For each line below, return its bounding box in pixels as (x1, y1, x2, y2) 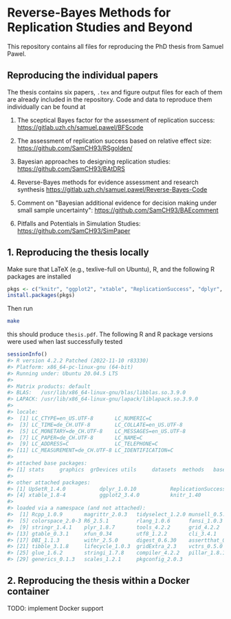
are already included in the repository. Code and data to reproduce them (7, 95, 212, 103)
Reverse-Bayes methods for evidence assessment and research (16, 178, 199, 186)
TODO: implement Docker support (7, 604, 104, 612)
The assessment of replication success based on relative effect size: (16, 136, 212, 145)
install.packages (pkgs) (7, 292, 76, 299)
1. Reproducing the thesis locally (7, 247, 149, 258)
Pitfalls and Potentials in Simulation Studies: (16, 219, 141, 227)
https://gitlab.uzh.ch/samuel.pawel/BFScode (16, 123, 144, 132)
